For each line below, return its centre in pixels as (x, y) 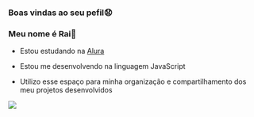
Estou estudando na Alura (62, 51)
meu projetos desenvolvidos (66, 90)
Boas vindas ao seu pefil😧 (60, 13)
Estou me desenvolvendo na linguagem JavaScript (102, 66)
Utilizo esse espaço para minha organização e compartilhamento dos (133, 81)
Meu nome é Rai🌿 (42, 33)
